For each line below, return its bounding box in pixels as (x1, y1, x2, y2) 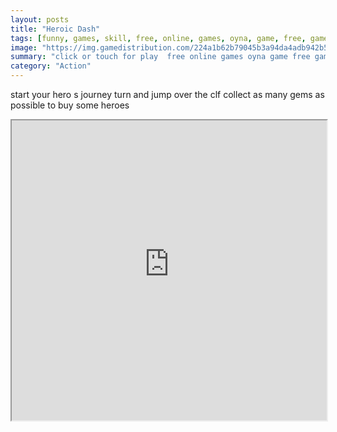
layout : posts (10, 14, 70, 25)
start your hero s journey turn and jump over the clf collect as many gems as (10, 89, 325, 100)
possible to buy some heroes (10, 99, 130, 111)
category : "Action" (10, 61, 92, 71)
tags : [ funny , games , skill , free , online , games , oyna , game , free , (10, 33, 307, 43)
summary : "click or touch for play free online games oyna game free (10, 52, 311, 62)
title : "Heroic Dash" (10, 24, 101, 34)
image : (10, 42, 38, 53)
